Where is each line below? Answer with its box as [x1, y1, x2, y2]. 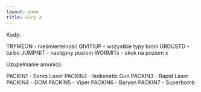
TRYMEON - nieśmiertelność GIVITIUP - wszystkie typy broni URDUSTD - [6, 43, 190, 50]
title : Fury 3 [6, 14, 42, 20]
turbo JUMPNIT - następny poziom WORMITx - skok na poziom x [6, 49, 168, 56]
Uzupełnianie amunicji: [6, 61, 63, 68]
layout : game [6, 8, 39, 15]
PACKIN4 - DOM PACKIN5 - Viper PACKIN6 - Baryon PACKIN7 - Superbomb [6, 79, 195, 86]
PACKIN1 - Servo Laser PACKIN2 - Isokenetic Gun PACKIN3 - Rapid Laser [6, 72, 189, 79]
